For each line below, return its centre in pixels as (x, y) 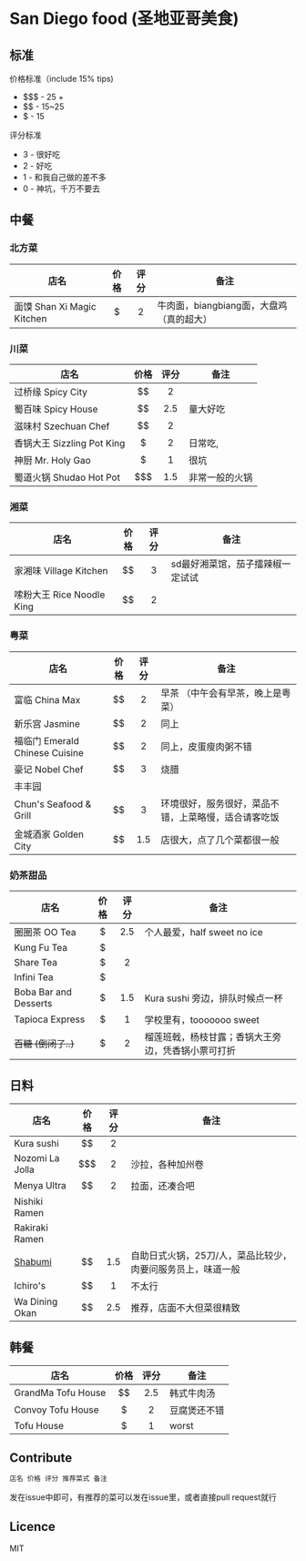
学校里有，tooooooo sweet (202, 1019)
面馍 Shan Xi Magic (56, 306)
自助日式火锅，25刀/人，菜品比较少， (211, 1255)
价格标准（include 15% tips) (61, 79)
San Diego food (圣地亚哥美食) (124, 19)
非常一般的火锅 (220, 477)
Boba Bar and (43, 992)
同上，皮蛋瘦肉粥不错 (206, 746)
